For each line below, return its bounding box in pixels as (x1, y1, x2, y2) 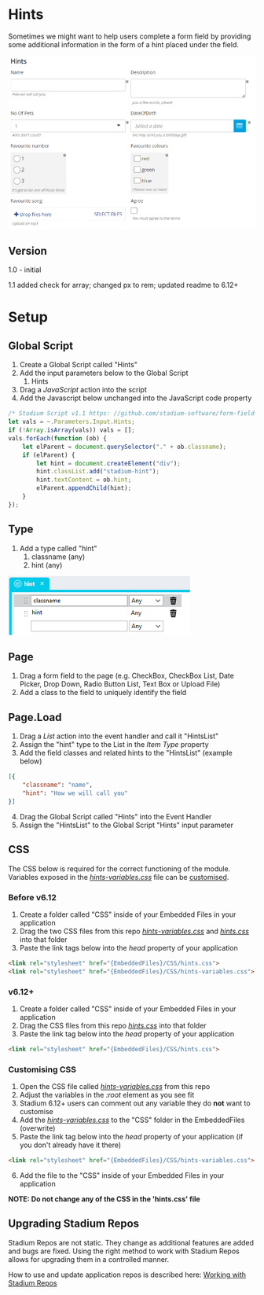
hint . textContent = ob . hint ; (36, 476, 132, 484)
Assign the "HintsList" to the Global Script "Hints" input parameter (19, 820, 234, 830)
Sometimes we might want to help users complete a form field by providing (8, 31, 251, 41)
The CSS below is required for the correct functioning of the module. (8, 863, 231, 874)
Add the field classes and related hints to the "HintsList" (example (19, 749, 233, 758)
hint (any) (31, 560, 63, 569)
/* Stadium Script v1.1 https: (8, 410, 111, 418)
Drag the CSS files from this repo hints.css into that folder (19, 1021, 207, 1030)
